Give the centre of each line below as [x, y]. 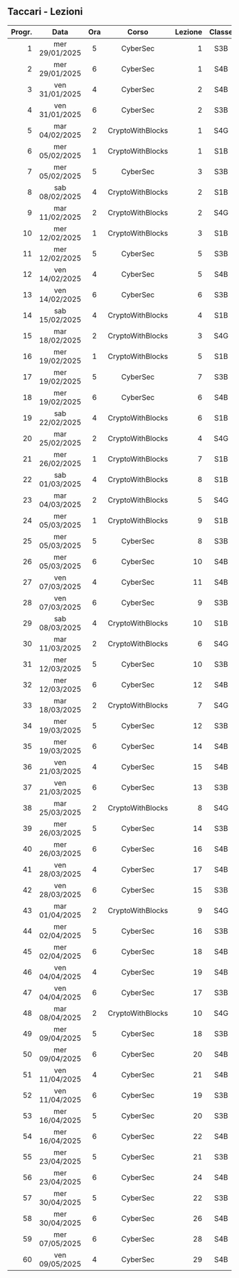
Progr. [22, 31]
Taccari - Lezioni [45, 12]
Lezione [188, 31]
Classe [221, 31]
